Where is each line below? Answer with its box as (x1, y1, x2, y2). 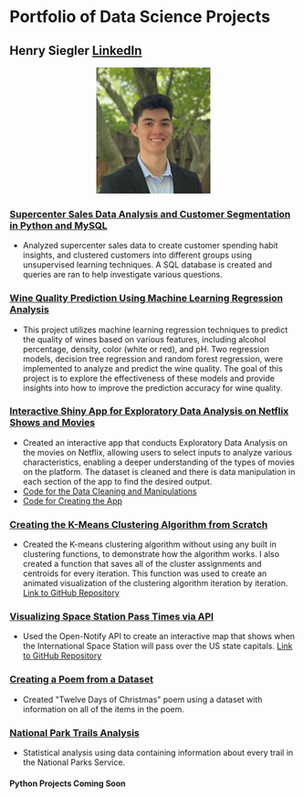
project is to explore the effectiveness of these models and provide (22, 373, 276, 383)
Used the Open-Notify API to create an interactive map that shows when (22, 631, 295, 642)
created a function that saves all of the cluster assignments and (22, 559, 262, 570)
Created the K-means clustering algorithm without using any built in (22, 539, 277, 550)
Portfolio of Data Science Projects (9, 6, 271, 27)
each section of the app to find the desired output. (22, 476, 213, 487)
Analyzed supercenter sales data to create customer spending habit (22, 240, 278, 251)
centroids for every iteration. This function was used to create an (22, 568, 267, 579)
